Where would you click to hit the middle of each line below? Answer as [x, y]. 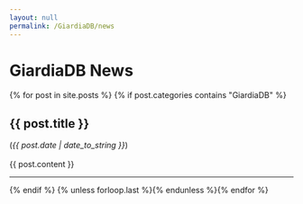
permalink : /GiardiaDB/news [62, 26]
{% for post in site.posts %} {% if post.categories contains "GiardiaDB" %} [148, 95]
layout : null [34, 18]
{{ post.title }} [50, 124]
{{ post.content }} [42, 164]
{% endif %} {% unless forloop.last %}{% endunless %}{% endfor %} [139, 191]
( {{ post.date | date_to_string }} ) [69, 146]
